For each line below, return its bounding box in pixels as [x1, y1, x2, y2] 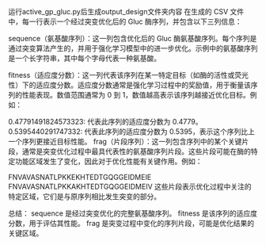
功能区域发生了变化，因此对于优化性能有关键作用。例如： [14, 157, 203, 166]
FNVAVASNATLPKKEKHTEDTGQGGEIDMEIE [8, 173, 152, 182]
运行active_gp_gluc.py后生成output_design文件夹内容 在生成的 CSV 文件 [8, 7, 245, 16]
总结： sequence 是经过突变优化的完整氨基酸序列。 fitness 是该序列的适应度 [8, 209, 258, 218]
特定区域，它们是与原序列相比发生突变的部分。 [8, 192, 161, 201]
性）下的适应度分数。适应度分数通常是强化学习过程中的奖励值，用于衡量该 [8, 80, 251, 90]
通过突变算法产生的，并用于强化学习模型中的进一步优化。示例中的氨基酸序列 [8, 44, 258, 53]
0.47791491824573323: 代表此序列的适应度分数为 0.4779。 [8, 117, 203, 126]
